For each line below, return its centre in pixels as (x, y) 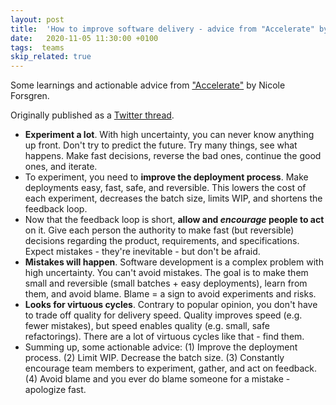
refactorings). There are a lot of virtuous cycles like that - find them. (164, 337)
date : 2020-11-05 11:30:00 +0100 (84, 38)
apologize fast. (55, 390)
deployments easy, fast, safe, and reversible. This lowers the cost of (165, 188)
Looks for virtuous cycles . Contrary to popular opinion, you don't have (171, 305)
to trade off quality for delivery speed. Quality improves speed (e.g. (163, 315)
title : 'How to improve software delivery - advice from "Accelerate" (162, 29)
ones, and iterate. (61, 167)
